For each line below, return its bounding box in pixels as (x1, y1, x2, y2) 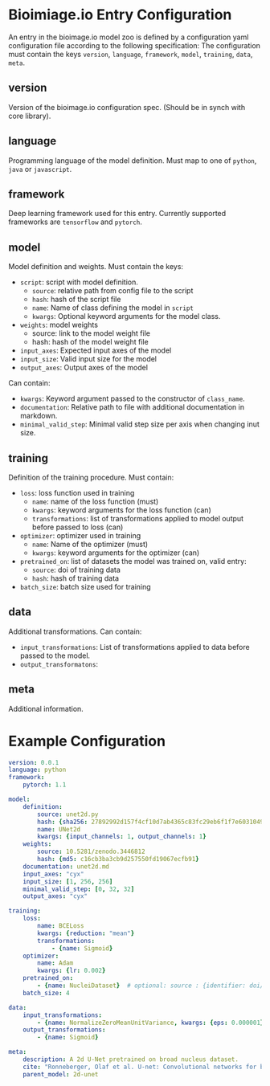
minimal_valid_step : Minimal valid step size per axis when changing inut (19, 419, 260, 429)
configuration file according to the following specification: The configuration (8, 40, 261, 50)
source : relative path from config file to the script (31, 286, 194, 296)
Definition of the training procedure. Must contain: (8, 472, 174, 482)
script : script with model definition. (19, 277, 138, 287)
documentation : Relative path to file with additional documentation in (19, 402, 245, 412)
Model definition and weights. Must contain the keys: (8, 262, 183, 271)
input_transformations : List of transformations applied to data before (19, 642, 251, 651)
